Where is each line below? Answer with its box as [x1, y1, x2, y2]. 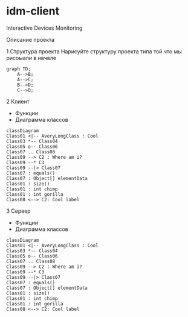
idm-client [6, 4, 59, 18]
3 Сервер [6, 207, 31, 215]
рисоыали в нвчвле [6, 54, 56, 61]
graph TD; [6, 65, 31, 72]
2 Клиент [6, 98, 30, 105]
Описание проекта [6, 36, 55, 43]
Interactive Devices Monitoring [6, 24, 83, 32]
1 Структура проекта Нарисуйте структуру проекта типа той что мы [6, 47, 183, 55]
